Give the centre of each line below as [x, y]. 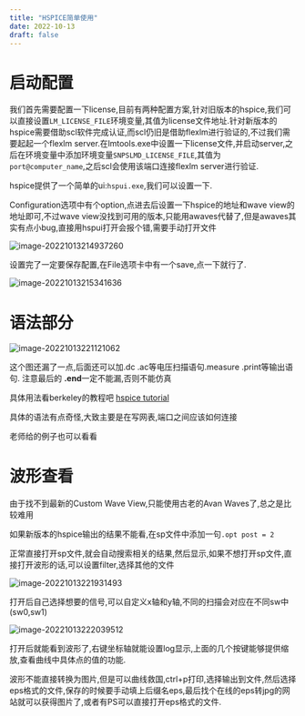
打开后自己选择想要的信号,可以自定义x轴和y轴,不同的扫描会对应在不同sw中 [149, 602]
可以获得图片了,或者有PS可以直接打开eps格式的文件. [123, 702]
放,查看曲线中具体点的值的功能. [68, 660]
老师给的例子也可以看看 [53, 437]
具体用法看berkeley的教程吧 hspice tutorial [90, 398]
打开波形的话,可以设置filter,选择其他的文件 [96, 565]
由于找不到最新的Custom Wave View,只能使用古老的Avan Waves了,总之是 [147, 504]
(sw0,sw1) [29, 612]
